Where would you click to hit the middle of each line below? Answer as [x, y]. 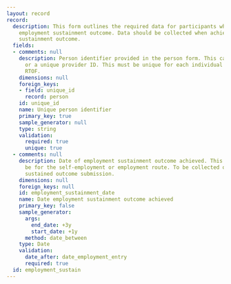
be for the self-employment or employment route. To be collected [122, 167]
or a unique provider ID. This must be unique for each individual [124, 65]
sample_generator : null [53, 122]
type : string [38, 129]
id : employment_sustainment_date [67, 193]
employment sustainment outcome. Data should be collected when [113, 33]
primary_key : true [45, 116]
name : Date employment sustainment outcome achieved [96, 200]
